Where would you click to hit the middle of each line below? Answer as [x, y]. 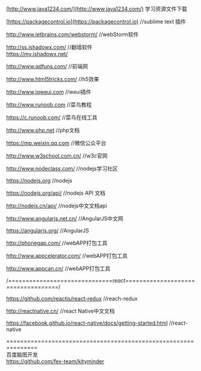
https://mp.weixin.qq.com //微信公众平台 [56, 143]
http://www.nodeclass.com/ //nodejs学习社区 [62, 168]
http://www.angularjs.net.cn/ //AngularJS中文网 [65, 219]
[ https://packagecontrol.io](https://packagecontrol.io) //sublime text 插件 [96, 22]
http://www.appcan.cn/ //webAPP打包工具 [58, 268]
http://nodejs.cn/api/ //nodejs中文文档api [57, 206]
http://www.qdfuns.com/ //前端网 [47, 66]
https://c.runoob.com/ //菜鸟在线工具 [52, 117]
